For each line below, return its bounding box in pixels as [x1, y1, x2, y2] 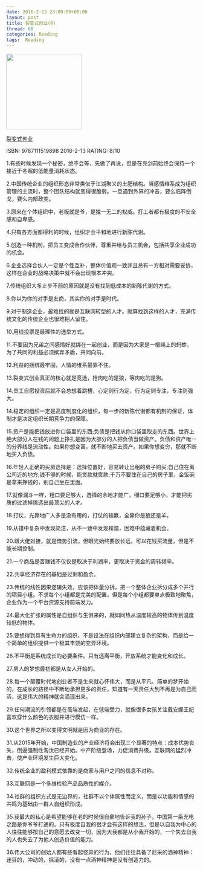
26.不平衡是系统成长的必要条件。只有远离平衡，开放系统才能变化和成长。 [6, 652, 189, 659]
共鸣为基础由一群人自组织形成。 [6, 800, 86, 807]
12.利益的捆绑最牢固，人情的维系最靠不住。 [6, 361, 114, 369]
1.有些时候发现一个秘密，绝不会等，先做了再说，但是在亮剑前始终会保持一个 [6, 160, 195, 167]
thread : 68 [6, 25, 34, 32]
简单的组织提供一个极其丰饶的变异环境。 [11, 639, 112, 647]
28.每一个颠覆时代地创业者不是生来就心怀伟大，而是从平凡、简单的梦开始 [6, 678, 189, 685]
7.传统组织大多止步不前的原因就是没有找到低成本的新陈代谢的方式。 [6, 282, 175, 289]
